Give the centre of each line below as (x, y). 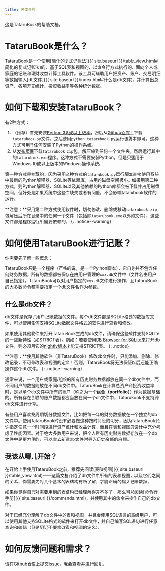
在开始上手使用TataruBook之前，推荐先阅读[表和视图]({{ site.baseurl (74, 469)
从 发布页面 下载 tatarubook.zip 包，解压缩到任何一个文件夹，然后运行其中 (86, 151)
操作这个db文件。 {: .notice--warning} (44, 369)
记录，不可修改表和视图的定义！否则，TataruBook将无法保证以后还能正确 (83, 363)
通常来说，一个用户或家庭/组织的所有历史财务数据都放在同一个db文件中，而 (82, 379)
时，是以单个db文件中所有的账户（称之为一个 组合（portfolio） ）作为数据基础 (82, 392)
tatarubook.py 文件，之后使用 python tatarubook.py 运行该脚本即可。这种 (85, 138)
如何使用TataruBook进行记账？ (68, 243)
